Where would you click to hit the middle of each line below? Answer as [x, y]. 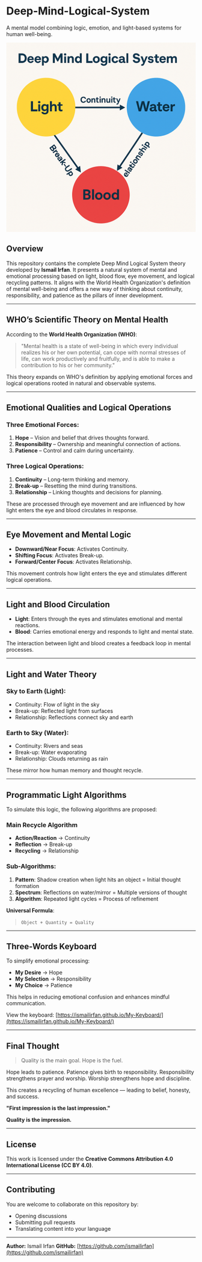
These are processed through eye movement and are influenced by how [96, 504]
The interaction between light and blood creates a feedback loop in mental [99, 643]
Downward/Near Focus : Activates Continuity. [72, 549]
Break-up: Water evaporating [51, 752]
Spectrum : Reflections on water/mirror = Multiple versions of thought [101, 892]
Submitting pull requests [45, 1222]
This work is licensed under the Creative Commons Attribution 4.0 [90, 1159]
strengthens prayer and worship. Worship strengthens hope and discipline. [99, 1079]
